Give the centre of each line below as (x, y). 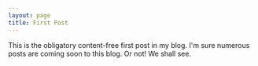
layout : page (29, 15)
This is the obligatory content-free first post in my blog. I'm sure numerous (129, 45)
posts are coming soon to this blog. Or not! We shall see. (100, 53)
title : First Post (38, 23)
